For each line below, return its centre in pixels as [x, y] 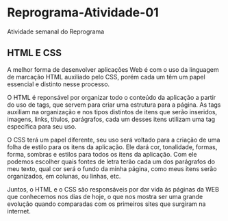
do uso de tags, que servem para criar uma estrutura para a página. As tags [114, 105]
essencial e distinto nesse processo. [59, 84]
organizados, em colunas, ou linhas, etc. [64, 176]
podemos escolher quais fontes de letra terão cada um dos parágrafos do [111, 161]
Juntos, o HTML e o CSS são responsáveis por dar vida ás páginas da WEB [113, 189]
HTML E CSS [34, 53]
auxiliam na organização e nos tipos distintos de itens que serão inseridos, [112, 112]
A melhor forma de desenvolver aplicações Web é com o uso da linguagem [113, 69]
